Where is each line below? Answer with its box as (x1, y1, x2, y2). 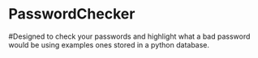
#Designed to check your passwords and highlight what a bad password (8, 31, 251, 41)
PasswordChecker (8, 5, 135, 23)
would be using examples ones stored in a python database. (8, 39, 209, 49)
